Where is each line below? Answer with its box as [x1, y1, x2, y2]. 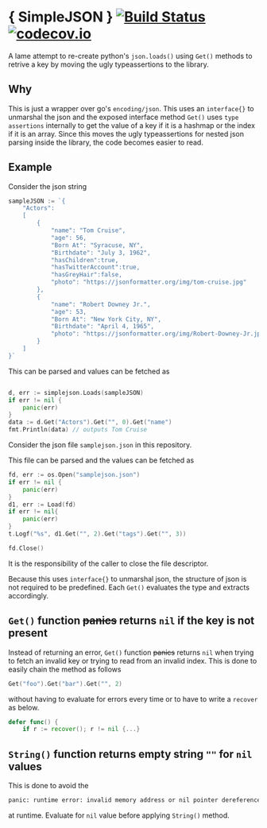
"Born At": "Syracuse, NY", [50, 241, 145, 250]
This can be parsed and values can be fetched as [8, 366, 170, 376]
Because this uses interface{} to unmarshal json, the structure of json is [8, 574, 247, 583]
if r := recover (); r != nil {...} [22, 725, 141, 733]
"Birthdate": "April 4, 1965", [50, 323, 155, 331]
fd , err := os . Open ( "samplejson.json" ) [8, 471, 141, 479]
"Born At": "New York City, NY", [50, 315, 161, 323]
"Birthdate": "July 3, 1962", [50, 249, 151, 257]
